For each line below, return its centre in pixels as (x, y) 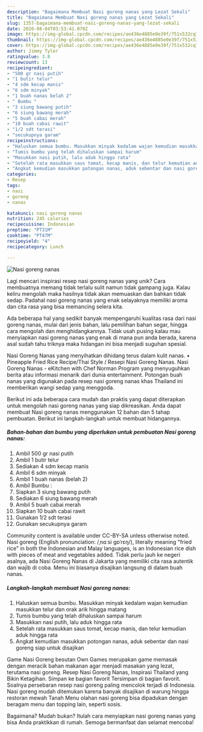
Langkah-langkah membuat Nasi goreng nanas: (69, 588)
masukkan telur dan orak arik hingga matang (71, 610)
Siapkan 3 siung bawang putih (53, 492)
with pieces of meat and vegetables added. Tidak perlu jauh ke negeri (94, 555)
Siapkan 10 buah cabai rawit (51, 511)
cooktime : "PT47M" (30, 236)
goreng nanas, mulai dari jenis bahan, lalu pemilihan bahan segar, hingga (97, 324)
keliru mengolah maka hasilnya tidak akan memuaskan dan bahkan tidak (96, 293)
